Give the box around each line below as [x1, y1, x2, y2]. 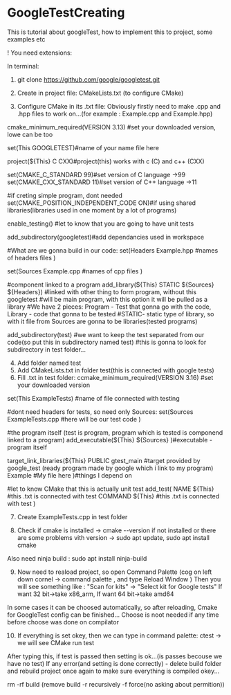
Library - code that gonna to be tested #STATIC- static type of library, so [7, 309, 214, 318]
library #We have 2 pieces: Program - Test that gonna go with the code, [7, 303, 212, 311]
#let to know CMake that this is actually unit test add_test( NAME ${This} [7, 485, 214, 493]
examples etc [7, 35, 46, 43]
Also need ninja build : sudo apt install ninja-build [7, 554, 147, 562]
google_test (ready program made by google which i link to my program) [7, 464, 214, 472]
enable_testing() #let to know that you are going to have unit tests [7, 219, 194, 228]
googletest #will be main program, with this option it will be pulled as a [7, 295, 208, 303]
